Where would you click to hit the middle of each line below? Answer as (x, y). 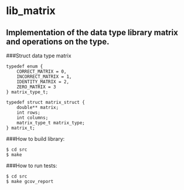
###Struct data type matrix (39, 56)
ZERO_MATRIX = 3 (37, 87)
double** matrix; (38, 107)
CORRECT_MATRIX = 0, (42, 72)
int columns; (33, 118)
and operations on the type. (58, 41)
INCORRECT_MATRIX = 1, (44, 77)
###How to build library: (35, 139)
